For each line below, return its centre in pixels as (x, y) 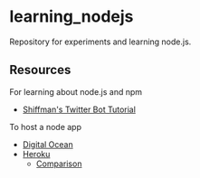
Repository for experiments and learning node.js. (100, 42)
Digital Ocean (48, 144)
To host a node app (45, 126)
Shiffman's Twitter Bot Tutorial (79, 109)
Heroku (36, 154)
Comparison (59, 164)
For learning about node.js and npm (76, 91)
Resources (40, 70)
